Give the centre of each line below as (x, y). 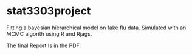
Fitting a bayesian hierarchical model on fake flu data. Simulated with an (96, 27)
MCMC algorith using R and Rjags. (49, 33)
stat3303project (49, 11)
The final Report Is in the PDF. (43, 45)
